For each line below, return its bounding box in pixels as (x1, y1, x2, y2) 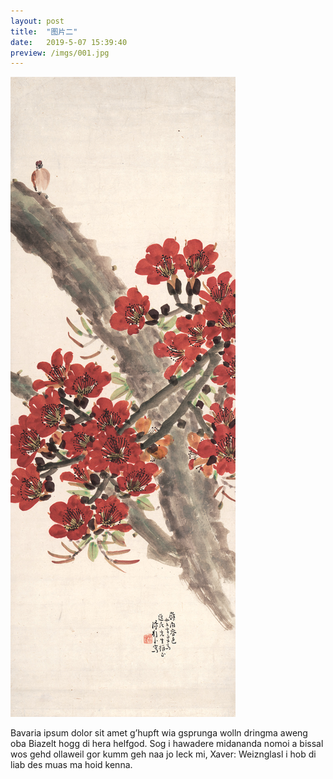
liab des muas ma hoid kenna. (10, 759, 133, 771)
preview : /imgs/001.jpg (10, 48, 110, 58)
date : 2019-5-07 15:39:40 (10, 37, 128, 47)
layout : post (10, 16, 65, 26)
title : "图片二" (10, 26, 78, 37)
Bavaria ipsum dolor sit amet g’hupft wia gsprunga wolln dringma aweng (10, 727, 308, 739)
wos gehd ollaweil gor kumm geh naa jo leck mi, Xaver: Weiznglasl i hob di (10, 748, 317, 760)
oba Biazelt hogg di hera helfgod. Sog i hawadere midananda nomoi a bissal (10, 738, 324, 750)
